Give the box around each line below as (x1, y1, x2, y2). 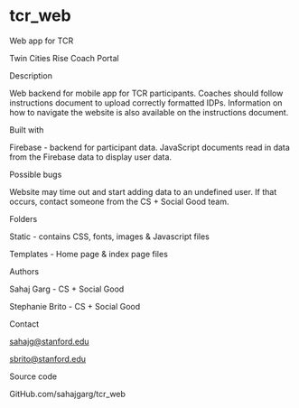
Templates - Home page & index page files (9, 248, 169, 259)
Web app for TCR (9, 35, 74, 46)
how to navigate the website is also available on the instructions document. (9, 107, 289, 117)
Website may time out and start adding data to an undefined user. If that (9, 186, 277, 197)
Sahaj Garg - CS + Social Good (9, 283, 125, 294)
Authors (9, 265, 39, 276)
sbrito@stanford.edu (9, 353, 87, 364)
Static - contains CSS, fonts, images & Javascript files (9, 231, 210, 242)
